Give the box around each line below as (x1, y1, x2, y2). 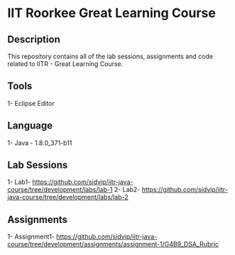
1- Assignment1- (7, 232, 55, 241)
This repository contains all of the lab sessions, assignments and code (7, 52, 213, 60)
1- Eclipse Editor (7, 99, 55, 107)
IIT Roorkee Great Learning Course (7, 5, 217, 21)
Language (7, 119, 53, 132)
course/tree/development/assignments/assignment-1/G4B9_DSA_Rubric (7, 240, 219, 249)
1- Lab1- (7, 178, 31, 186)
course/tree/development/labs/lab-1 (7, 185, 113, 194)
